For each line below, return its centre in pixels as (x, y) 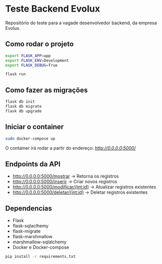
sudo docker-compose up (30, 139)
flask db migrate (24, 106)
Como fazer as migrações (47, 90)
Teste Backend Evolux (53, 9)
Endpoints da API (33, 164)
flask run (16, 74)
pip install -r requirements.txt (40, 256)
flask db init (20, 102)
